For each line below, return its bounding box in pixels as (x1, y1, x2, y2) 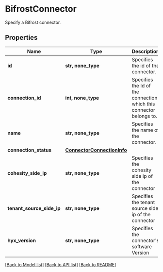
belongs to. (131, 113, 158, 119)
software (131, 243, 152, 250)
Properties (5, 34, 38, 42)
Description (131, 48, 160, 54)
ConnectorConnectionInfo (65, 147, 127, 153)
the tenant (131, 199, 155, 205)
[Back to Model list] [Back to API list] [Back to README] (5, 261, 116, 268)
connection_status (7, 147, 52, 153)
